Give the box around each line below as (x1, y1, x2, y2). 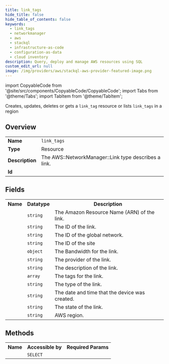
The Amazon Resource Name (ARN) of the (54, 208, 155, 215)
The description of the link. (54, 264, 118, 271)
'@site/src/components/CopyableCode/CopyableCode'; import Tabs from (5, 88, 158, 94)
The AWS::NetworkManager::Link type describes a (41, 154, 161, 161)
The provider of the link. (54, 256, 112, 263)
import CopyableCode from (5, 82, 62, 88)
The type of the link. (54, 281, 102, 288)
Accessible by (27, 344, 62, 351)
